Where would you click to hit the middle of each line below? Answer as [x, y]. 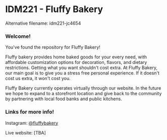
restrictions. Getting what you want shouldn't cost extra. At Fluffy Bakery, [81, 68]
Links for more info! [30, 112]
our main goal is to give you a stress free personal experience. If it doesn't [82, 73]
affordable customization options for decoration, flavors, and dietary [76, 62]
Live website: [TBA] [26, 132]
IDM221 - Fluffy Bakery [54, 9]
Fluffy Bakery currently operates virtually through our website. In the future [83, 88]
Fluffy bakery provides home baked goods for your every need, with [76, 57]
